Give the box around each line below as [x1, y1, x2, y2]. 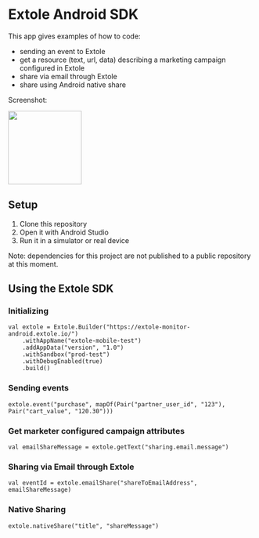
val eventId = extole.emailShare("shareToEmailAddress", [8, 479, 198, 487]
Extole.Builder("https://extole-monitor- [53, 323, 191, 331]
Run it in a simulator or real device [19, 235, 130, 245]
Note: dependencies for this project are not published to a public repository [8, 251, 251, 260]
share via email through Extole [19, 71, 117, 81]
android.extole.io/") [8, 330, 79, 338]
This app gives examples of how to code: [8, 31, 141, 41]
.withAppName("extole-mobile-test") [22, 337, 142, 345]
